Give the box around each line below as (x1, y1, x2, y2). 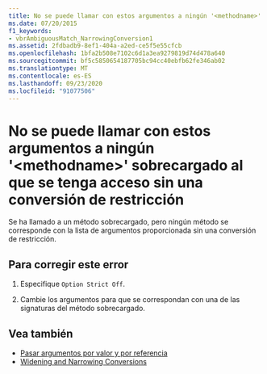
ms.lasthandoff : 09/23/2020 (8, 79, 103, 87)
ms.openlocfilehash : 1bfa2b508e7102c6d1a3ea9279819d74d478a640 (8, 49, 226, 57)
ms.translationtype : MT (8, 65, 89, 73)
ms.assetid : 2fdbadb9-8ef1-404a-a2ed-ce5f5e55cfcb (8, 42, 182, 50)
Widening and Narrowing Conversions (19, 356, 148, 366)
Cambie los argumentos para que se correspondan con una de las (19, 295, 240, 305)
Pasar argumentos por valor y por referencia (19, 348, 168, 358)
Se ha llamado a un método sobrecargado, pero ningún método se (8, 217, 229, 227)
